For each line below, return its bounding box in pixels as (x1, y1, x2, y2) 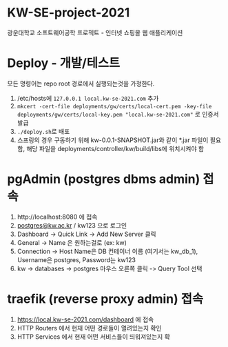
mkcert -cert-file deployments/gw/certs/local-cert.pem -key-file (17, 103, 212, 110)
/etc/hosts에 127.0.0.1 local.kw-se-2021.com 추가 (17, 94, 159, 102)
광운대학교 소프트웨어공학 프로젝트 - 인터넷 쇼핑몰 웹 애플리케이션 (7, 28, 183, 37)
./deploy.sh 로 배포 (17, 127, 70, 135)
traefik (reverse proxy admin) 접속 (7, 291, 204, 306)
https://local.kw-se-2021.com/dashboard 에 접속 (17, 315, 154, 324)
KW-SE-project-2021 (7, 5, 130, 21)
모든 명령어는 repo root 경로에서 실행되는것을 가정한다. (7, 79, 155, 88)
